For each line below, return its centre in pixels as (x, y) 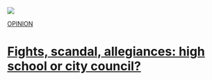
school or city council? (74, 67)
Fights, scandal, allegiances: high (106, 52)
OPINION (20, 24)
